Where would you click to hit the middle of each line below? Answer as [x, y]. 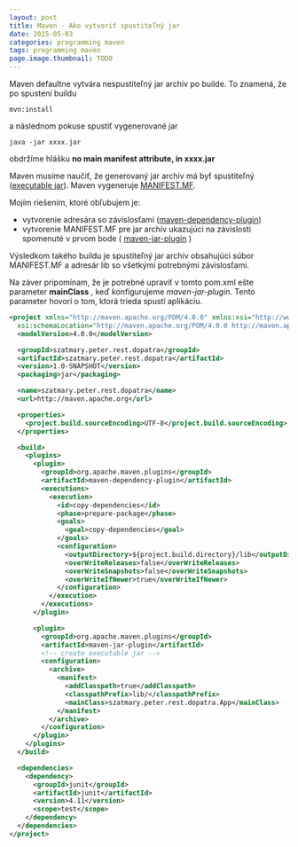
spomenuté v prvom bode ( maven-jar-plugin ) [107, 239]
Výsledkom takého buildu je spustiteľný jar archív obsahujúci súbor [132, 255]
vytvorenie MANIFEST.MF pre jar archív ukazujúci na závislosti [136, 229]
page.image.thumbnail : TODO [61, 59]
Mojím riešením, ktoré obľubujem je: [75, 202]
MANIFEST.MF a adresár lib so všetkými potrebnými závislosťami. [129, 265]
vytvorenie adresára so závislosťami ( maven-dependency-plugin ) [141, 220]
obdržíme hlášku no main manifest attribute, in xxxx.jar [112, 159]
